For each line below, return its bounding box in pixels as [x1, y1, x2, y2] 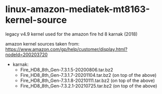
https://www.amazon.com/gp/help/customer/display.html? [5, 46, 128, 52]
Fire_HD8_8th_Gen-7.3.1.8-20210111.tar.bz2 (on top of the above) [20, 77, 155, 83]
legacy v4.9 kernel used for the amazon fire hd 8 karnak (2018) [5, 31, 138, 37]
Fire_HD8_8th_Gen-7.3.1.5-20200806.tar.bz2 [20, 67, 114, 73]
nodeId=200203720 [5, 52, 48, 58]
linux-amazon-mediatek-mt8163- [5, 4, 150, 15]
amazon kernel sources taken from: [5, 40, 80, 46]
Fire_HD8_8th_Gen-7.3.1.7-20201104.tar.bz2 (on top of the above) [20, 72, 157, 78]
